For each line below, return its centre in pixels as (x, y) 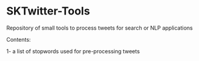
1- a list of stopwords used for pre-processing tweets (73, 51)
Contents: (19, 39)
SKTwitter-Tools (48, 11)
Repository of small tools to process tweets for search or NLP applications (100, 28)
